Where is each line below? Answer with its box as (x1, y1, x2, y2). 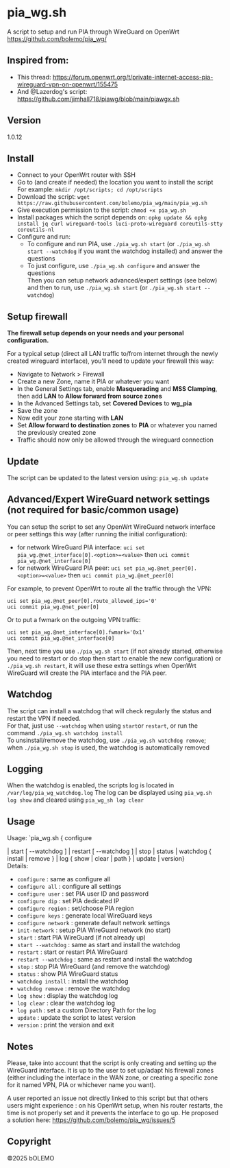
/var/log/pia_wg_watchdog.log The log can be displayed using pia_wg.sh (7, 789, 212, 797)
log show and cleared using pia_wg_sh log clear (7, 796, 144, 804)
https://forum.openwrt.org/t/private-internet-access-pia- (52, 73, 214, 81)
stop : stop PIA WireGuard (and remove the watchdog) (16, 962, 170, 971)
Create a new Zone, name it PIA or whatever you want (16, 377, 170, 385)
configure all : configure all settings (16, 883, 122, 891)
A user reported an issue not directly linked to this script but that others (7, 1094, 209, 1102)
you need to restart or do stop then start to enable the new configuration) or (7, 654, 221, 663)
